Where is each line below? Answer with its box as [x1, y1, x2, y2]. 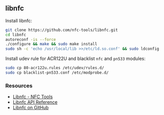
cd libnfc [5, 32, 27, 37]
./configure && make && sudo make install [5, 42, 97, 47]
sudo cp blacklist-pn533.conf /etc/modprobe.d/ [5, 70, 109, 75]
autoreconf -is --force [5, 37, 56, 42]
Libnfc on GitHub [12, 104, 49, 111]
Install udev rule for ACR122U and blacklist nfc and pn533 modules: [5, 55, 146, 62]
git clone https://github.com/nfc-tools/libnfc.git [5, 27, 118, 33]
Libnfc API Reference [12, 99, 58, 105]
